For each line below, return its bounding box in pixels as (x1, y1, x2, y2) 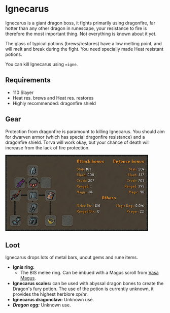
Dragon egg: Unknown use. (12, 302, 71, 308)
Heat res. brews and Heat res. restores (12, 95, 94, 101)
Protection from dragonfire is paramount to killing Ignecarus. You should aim (5, 128, 165, 135)
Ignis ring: (12, 264, 35, 270)
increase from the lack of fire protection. (5, 144, 90, 150)
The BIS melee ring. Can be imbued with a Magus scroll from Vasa (20, 270, 159, 276)
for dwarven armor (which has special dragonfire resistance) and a (5, 134, 145, 140)
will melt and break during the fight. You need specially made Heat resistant (5, 46, 164, 52)
